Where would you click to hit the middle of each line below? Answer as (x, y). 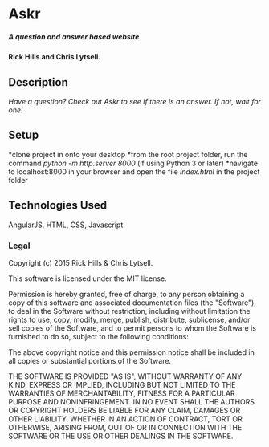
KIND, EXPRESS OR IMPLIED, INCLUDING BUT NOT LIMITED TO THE (122, 384)
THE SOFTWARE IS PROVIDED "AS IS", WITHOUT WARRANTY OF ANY (125, 376)
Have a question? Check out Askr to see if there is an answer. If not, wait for (134, 101)
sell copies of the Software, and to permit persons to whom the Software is (132, 328)
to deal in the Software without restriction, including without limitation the (129, 311)
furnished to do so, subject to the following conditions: (98, 336)
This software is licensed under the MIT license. (88, 278)
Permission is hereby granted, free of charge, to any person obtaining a (126, 294)
